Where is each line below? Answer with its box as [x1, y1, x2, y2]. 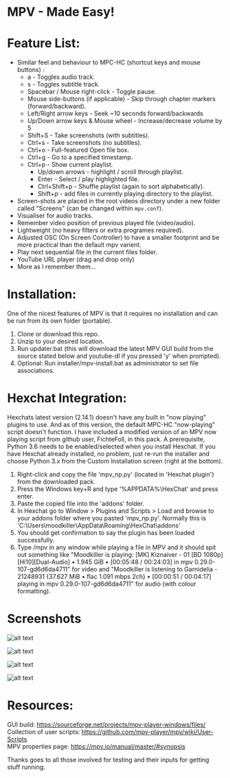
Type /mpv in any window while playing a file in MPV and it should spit [16, 543, 216, 551]
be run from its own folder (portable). [7, 317, 112, 325]
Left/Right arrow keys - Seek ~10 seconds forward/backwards [27, 109, 204, 117]
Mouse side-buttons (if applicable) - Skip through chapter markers [27, 95, 216, 103]
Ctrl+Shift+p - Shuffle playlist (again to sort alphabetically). [37, 183, 205, 191]
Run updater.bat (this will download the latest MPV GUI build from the [16, 345, 214, 353]
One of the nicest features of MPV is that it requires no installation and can [7, 310, 218, 318]
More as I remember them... [16, 262, 96, 271]
